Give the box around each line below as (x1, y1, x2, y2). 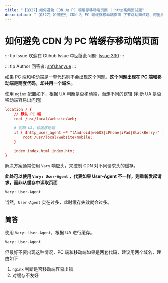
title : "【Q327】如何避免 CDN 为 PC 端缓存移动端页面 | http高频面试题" (5, 7, 145, 13)
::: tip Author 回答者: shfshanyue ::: (5, 63, 76, 69)
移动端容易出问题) (5, 97, 42, 103)
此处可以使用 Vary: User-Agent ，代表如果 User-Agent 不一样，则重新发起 (5, 173, 157, 179)
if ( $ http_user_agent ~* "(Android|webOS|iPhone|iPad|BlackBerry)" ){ (14, 130, 166, 135)
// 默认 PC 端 (14, 112, 41, 117)
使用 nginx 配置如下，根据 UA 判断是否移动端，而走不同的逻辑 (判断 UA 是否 (5, 91, 162, 97)
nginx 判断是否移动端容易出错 (12, 266, 73, 272)
